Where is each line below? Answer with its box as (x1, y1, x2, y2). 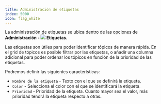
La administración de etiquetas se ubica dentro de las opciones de (5, 29, 138, 35)
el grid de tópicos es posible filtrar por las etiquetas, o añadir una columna (5, 49, 154, 55)
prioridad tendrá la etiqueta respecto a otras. (12, 93, 102, 99)
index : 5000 (5, 12, 29, 16)
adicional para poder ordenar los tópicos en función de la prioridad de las (5, 54, 152, 60)
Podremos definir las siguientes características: (5, 69, 100, 75)
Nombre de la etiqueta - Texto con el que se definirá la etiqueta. (12, 78, 142, 84)
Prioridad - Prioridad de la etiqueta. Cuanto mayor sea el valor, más (12, 89, 148, 94)
